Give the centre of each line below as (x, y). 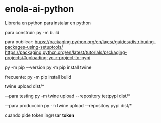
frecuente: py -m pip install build (38, 77)
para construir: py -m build (32, 32)
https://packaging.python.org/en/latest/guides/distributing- (95, 42)
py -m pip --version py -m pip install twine (48, 67)
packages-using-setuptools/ (34, 47)
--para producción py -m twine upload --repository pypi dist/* (69, 105)
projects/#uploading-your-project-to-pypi (48, 57)
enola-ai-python (40, 9)
